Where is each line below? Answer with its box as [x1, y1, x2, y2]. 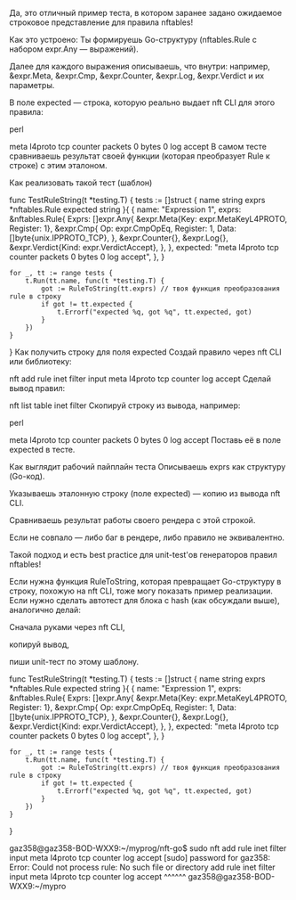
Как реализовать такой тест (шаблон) [9, 177, 153, 188]
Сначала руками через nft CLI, [9, 622, 126, 632]
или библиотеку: [9, 356, 73, 366]
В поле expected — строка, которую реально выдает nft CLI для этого [9, 97, 276, 108]
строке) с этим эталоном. [9, 160, 108, 170]
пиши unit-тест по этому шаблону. [9, 657, 140, 667]
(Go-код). [9, 471, 45, 481]
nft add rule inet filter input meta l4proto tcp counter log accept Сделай [9, 373, 272, 384]
